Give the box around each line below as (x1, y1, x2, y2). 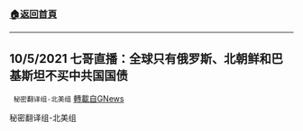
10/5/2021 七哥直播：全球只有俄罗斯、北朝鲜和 (9, 51, 272, 66)
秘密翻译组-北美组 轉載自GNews (13, 93, 124, 104)
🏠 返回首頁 (9, 7, 58, 20)
